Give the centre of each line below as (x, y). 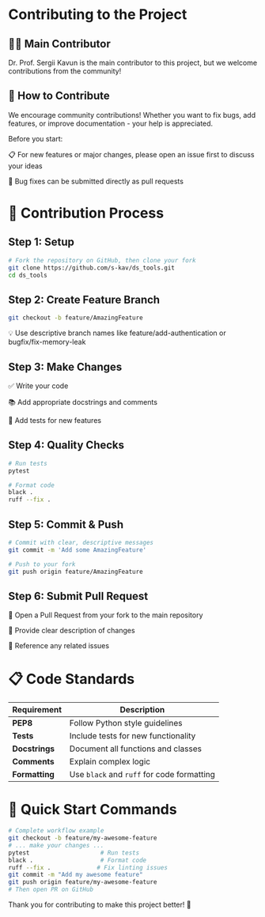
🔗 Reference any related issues (59, 646)
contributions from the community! (65, 71)
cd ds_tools (28, 275)
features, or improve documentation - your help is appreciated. (111, 123)
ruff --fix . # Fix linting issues (88, 867)
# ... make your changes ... (56, 845)
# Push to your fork (42, 564)
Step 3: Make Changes (65, 366)
